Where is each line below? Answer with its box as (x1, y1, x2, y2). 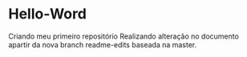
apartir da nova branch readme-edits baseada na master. (8, 39, 197, 49)
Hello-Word (8, 5, 87, 23)
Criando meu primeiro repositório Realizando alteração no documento (8, 31, 239, 41)
